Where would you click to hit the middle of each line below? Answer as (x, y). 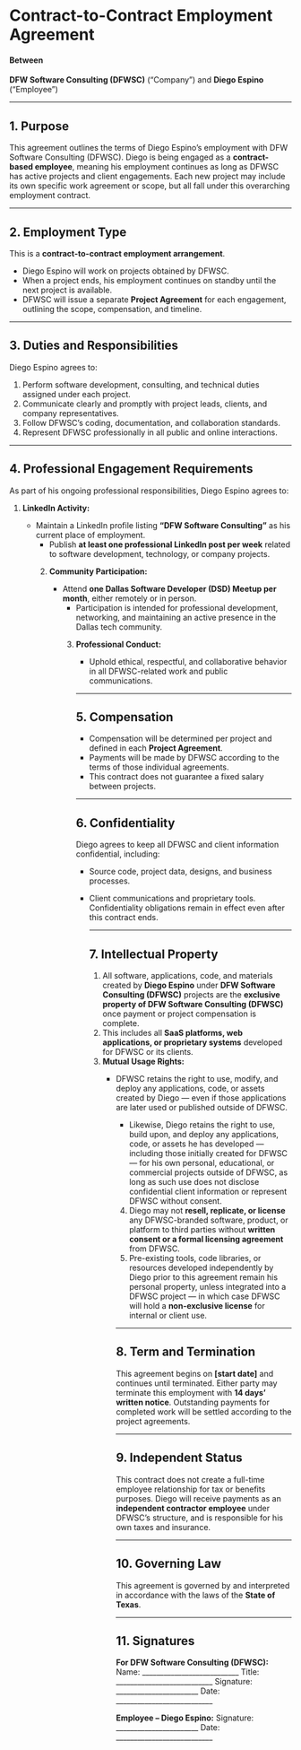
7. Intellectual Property (154, 954)
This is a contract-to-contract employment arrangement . (117, 254)
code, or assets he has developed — (197, 1144)
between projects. (123, 787)
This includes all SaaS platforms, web (173, 1033)
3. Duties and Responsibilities (94, 346)
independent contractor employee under (193, 1508)
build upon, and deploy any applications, (204, 1135)
